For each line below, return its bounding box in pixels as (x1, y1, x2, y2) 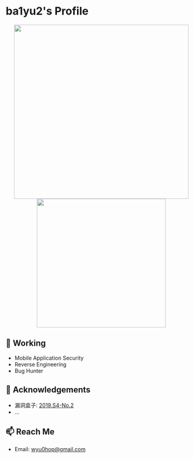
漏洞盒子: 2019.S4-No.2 (14, 401, 74, 409)
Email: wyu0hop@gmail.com (14, 446, 86, 453)
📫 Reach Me (5, 426, 55, 437)
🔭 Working (5, 338, 46, 349)
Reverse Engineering (14, 360, 67, 368)
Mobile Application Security (14, 354, 84, 362)
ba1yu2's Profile (5, 4, 89, 18)
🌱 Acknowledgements (5, 385, 91, 395)
